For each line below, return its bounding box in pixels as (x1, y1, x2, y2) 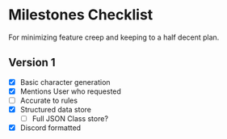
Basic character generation (19, 77, 111, 86)
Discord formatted (19, 123, 82, 133)
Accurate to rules (19, 95, 78, 105)
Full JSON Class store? (32, 114, 109, 123)
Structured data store (19, 104, 91, 114)
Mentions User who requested (19, 86, 121, 96)
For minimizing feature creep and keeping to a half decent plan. (8, 32, 220, 42)
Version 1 (8, 56, 56, 69)
